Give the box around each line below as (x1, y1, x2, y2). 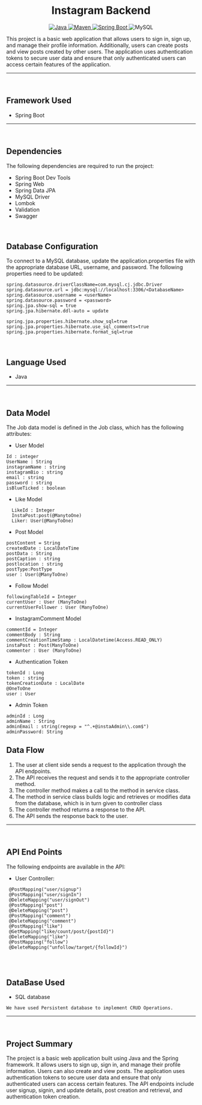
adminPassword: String (6, 729, 63, 735)
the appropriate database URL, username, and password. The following (6, 264, 183, 271)
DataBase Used (6, 977, 65, 988)
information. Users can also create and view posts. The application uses (6, 1068, 185, 1075)
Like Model (14, 496, 43, 503)
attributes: (6, 430, 32, 437)
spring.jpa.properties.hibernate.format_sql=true (6, 329, 133, 335)
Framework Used (6, 96, 72, 106)
